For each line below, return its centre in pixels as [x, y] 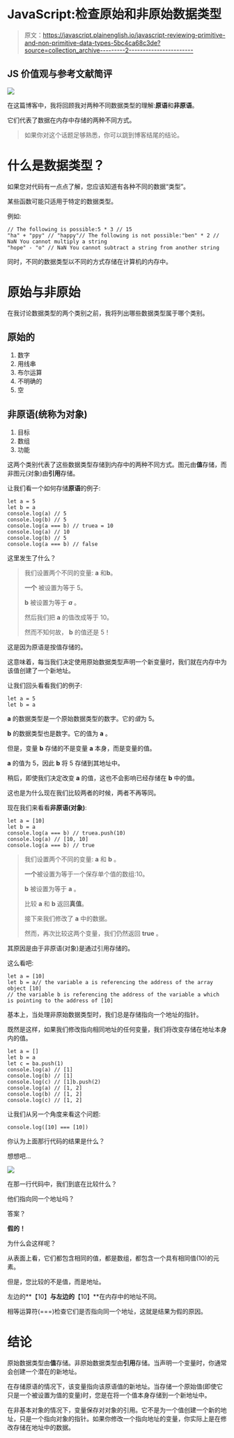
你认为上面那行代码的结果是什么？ [56, 1141]
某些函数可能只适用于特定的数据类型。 [62, 201]
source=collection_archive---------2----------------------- [109, 50]
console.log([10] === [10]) [48, 1128]
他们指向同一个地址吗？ [41, 1199]
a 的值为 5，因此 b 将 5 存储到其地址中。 [65, 763]
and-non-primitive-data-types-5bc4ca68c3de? [92, 43]
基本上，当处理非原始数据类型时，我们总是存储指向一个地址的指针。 [105, 1015]
